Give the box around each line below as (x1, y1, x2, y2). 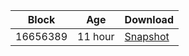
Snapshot (124, 30, 170, 43)
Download (124, 13, 174, 26)
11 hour (77, 30, 115, 43)
